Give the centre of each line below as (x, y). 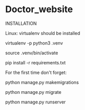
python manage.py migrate (33, 92)
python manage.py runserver (35, 102)
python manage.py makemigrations (42, 82)
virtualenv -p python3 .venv (34, 43)
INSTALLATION (21, 23)
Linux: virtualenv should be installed (43, 33)
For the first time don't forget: (36, 72)
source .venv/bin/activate (32, 53)
